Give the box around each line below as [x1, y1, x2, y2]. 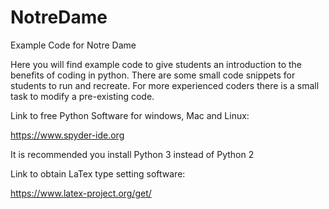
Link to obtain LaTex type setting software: [10, 167, 186, 180]
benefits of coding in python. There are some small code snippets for [10, 69, 296, 81]
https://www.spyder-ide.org [10, 129, 125, 141]
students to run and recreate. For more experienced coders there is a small [10, 79, 320, 91]
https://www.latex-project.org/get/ [10, 187, 152, 199]
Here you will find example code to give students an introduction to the [10, 58, 303, 70]
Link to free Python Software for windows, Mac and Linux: [10, 109, 250, 121]
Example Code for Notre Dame [10, 39, 137, 51]
